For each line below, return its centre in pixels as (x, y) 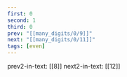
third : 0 (20, 27)
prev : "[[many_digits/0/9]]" (50, 33)
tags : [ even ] (26, 46)
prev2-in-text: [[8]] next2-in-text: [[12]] (64, 66)
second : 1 (22, 20)
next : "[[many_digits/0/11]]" (52, 40)
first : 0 (20, 14)
